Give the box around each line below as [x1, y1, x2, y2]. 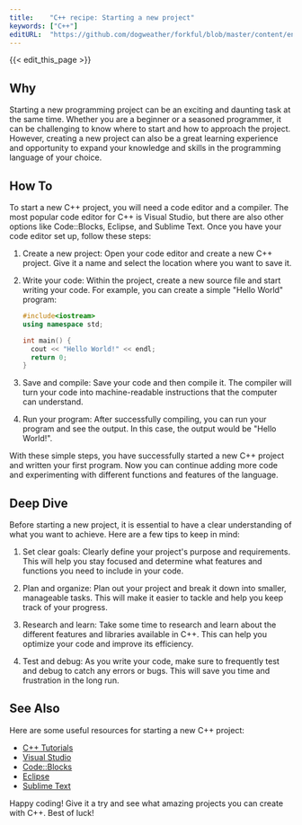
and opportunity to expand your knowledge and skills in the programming [9, 143, 281, 154]
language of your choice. [9, 152, 102, 163]
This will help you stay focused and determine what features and [22, 556, 262, 567]
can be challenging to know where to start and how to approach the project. [9, 123, 290, 135]
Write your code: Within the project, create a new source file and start [22, 275, 281, 286]
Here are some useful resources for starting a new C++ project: [9, 724, 245, 735]
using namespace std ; [22, 320, 104, 329]
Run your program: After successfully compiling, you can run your [22, 414, 267, 425]
